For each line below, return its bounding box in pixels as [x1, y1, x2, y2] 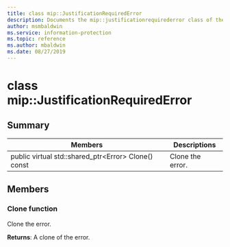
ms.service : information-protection [7, 29, 112, 36]
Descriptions [173, 140, 216, 150]
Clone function [7, 204, 58, 213]
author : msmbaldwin [7, 23, 63, 30]
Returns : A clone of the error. [7, 233, 90, 241]
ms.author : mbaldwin [7, 42, 66, 49]
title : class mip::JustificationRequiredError [7, 10, 142, 17]
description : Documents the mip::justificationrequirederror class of [7, 16, 213, 23]
